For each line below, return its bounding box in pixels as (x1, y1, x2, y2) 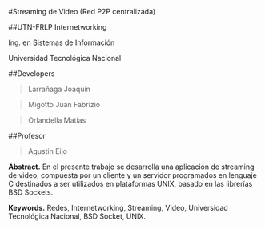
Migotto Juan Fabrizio (27, 100, 101, 109)
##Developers (8, 69, 55, 78)
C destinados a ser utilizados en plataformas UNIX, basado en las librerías (8, 179, 253, 188)
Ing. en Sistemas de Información (8, 38, 115, 47)
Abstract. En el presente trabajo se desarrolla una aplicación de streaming (8, 162, 255, 171)
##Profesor (8, 131, 46, 140)
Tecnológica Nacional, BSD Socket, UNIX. (8, 211, 147, 221)
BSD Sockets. (8, 187, 54, 197)
